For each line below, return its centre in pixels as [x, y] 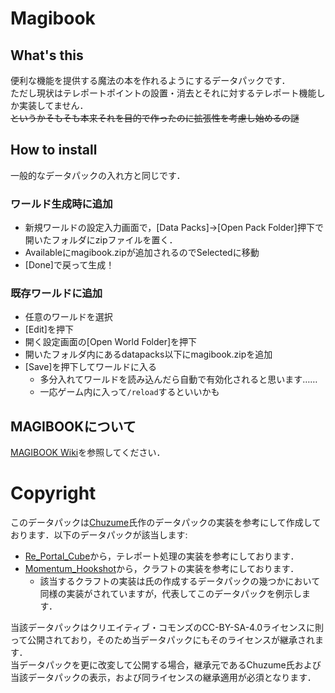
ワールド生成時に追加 [61, 204]
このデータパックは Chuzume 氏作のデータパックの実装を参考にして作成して [166, 523]
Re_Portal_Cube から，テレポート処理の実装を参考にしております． [162, 556]
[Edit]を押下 [49, 329]
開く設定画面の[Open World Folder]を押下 [111, 342]
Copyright [53, 493]
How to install [54, 150]
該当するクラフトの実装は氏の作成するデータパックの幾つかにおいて [180, 581]
